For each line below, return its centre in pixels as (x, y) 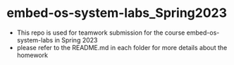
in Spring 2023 (76, 40)
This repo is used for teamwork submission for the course (101, 32)
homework (32, 55)
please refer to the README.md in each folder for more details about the (122, 47)
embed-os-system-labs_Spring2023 (117, 13)
